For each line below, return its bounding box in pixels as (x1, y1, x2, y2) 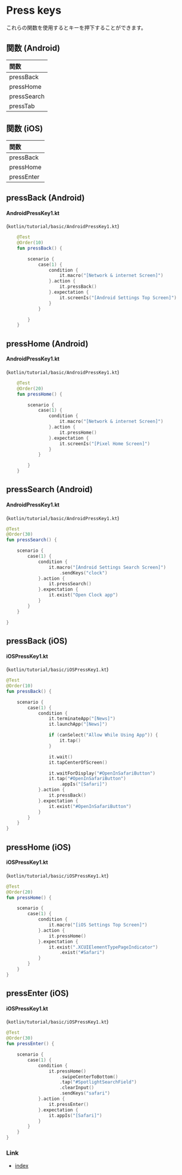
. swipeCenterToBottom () (59, 1074, 118, 1080)
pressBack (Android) (6, 192, 85, 203)
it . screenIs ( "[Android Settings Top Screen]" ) (59, 294, 177, 301)
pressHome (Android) (6, 338, 89, 349)
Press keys (6, 4, 61, 17)
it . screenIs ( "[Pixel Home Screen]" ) (59, 440, 150, 447)
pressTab (9, 102, 35, 110)
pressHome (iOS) (6, 842, 71, 852)
